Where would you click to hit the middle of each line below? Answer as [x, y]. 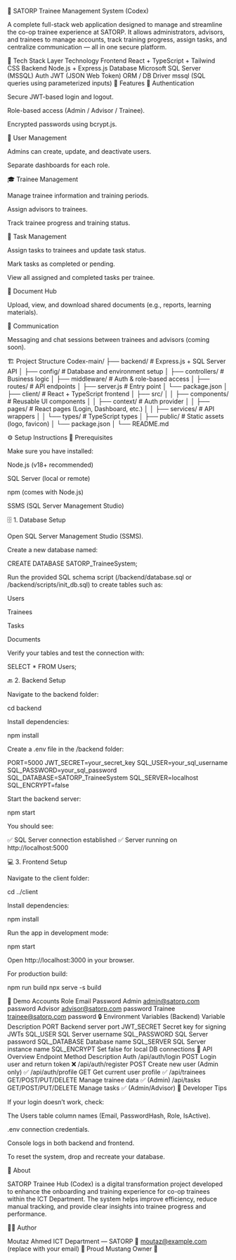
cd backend [25, 708]
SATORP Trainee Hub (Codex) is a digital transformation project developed [115, 1184]
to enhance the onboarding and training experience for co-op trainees [109, 1191]
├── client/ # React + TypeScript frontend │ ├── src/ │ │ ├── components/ [118, 394]
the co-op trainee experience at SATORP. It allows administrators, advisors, [116, 32]
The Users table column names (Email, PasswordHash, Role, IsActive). [109, 1115]
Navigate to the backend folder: [53, 694]
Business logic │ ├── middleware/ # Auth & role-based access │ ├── [109, 379]
